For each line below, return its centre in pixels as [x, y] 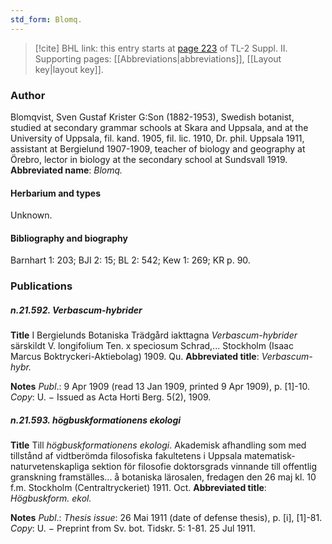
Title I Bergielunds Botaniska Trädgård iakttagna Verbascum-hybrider [154, 335]
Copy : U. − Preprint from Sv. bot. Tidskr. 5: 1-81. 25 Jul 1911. [133, 528]
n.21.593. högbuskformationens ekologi [96, 420]
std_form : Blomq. [46, 19]
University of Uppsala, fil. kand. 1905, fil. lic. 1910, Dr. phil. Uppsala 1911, [157, 138]
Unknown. [31, 215]
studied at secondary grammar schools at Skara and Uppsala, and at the [159, 127]
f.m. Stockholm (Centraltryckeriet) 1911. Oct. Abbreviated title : [138, 488]
